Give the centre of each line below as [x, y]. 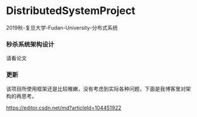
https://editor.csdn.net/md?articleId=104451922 [64, 108]
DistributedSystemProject [71, 11]
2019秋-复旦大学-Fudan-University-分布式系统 [62, 27]
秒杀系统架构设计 [30, 44]
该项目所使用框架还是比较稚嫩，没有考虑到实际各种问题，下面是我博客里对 [96, 88]
